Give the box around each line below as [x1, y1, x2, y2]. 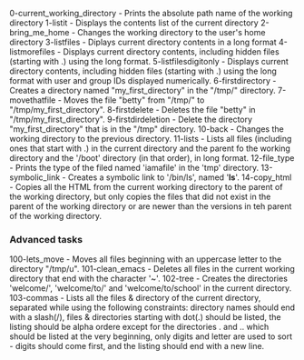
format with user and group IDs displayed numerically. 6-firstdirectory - [9, 75, 277, 85]
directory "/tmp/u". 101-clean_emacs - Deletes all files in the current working [9, 264, 295, 275]
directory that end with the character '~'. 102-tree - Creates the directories [9, 273, 289, 285]
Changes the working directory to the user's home [76, 27, 266, 37]
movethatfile [9, 95, 56, 105]
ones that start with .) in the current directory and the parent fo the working [9, 143, 290, 154]
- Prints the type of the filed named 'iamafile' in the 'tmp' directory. [9, 163, 260, 173]
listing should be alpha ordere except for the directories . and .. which [9, 322, 270, 333]
